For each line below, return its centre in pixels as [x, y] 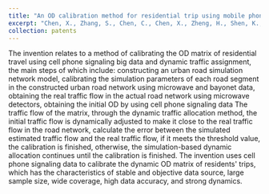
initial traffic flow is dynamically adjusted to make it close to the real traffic [131, 122]
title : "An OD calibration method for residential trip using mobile [127, 16]
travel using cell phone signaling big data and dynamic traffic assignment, [130, 62]
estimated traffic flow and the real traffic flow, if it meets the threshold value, [134, 139]
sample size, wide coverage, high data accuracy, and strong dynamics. [125, 181]
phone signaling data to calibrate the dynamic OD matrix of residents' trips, [132, 164]
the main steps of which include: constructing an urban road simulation [126, 71]
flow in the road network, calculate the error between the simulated [119, 130]
